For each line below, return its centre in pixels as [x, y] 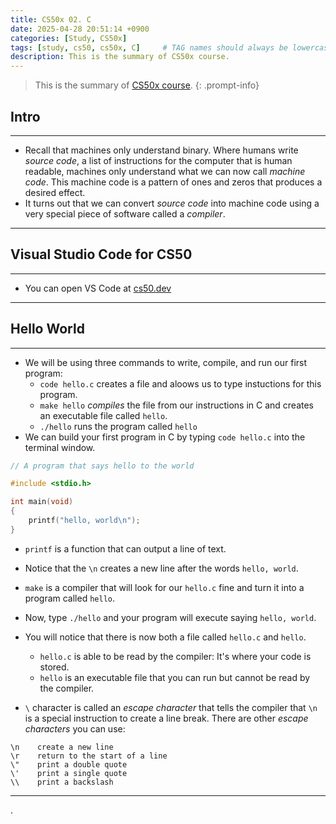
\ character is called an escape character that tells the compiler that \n [171, 707]
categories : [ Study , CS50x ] [69, 38]
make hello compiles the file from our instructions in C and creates [177, 405]
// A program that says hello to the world [102, 466]
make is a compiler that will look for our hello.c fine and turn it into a [164, 587]
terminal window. [60, 447]
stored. [54, 667]
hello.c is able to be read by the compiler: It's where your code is [175, 656]
